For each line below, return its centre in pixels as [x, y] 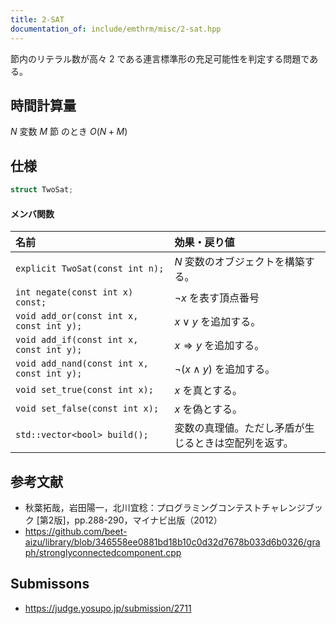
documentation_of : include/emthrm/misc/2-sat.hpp [116, 29]
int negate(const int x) [74, 292]
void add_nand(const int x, [82, 364]
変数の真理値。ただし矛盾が [239, 428]
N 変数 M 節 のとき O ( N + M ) [69, 132]
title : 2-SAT [37, 19]
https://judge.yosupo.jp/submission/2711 [108, 608]
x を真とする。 [208, 391]
